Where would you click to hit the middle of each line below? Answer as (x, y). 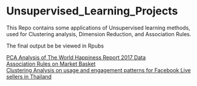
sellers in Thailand (29, 76)
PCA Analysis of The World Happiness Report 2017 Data (76, 57)
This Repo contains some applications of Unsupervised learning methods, (98, 28)
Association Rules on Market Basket (51, 64)
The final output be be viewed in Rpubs (55, 46)
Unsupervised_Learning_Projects (92, 11)
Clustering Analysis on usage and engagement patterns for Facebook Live (99, 70)
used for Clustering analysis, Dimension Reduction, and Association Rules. (99, 34)
